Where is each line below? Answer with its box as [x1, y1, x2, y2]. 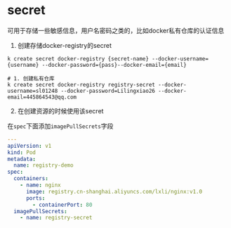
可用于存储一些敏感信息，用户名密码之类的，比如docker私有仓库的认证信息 [7, 26, 225, 34]
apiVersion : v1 [7, 142, 52, 149]
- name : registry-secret [20, 214, 93, 222]
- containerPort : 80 [32, 201, 93, 208]
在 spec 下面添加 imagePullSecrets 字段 [7, 122, 114, 130]
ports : [25, 194, 46, 202]
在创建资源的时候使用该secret [17, 106, 104, 115]
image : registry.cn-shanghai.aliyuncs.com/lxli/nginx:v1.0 [25, 188, 202, 195]
